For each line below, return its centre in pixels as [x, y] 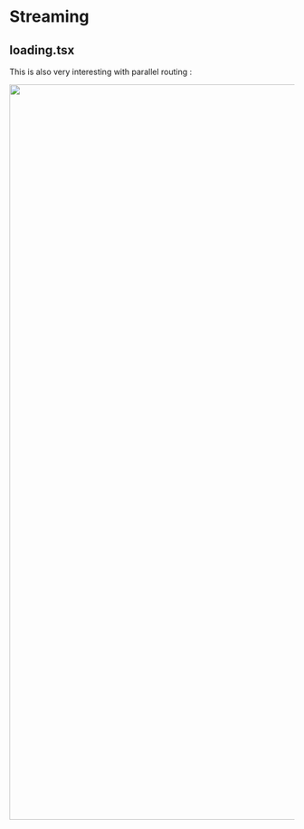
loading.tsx [42, 50]
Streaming [49, 17]
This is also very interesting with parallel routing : [101, 71]
